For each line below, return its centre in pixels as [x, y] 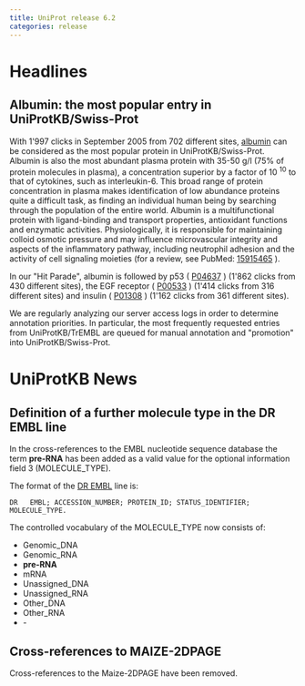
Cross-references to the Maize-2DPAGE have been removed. [124, 673]
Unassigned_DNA [56, 584]
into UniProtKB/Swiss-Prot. [60, 343]
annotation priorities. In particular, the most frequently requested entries [145, 323]
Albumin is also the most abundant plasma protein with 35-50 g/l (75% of [147, 160]
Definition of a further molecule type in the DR [142, 412]
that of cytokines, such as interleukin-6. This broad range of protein [137, 181]
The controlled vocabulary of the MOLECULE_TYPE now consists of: [137, 527]
